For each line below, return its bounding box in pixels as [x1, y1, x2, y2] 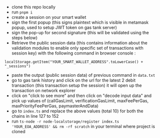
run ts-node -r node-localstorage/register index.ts [11, 118, 119, 124]
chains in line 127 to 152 [11, 113, 59, 119]
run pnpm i [11, 9, 33, 15]
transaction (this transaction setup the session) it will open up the [11, 83, 142, 88]
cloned [11, 129, 26, 134]
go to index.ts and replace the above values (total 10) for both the [11, 108, 144, 114]
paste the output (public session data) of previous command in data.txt [11, 72, 156, 78]
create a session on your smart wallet [11, 14, 87, 20]
